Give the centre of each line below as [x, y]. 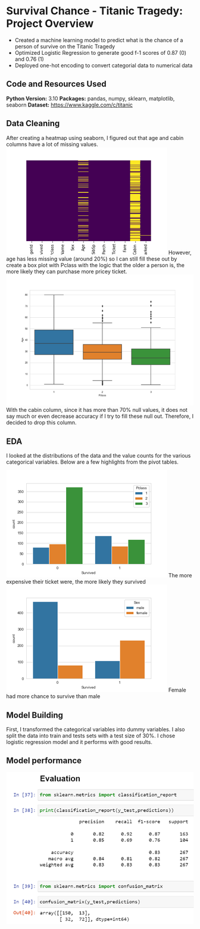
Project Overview [50, 24]
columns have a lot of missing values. [52, 144]
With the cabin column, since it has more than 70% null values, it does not [97, 410]
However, [180, 252]
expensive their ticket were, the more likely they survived [76, 582]
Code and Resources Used [56, 84]
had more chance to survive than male [53, 696]
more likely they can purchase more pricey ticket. [67, 271]
